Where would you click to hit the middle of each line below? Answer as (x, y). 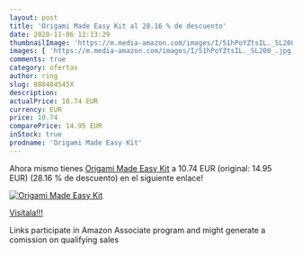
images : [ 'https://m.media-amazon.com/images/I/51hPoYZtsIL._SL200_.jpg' (152, 51)
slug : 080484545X (42, 84)
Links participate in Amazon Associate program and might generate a (138, 230)
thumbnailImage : (40, 43)
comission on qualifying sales (64, 240)
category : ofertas (44, 68)
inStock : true (36, 135)
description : (34, 92)
